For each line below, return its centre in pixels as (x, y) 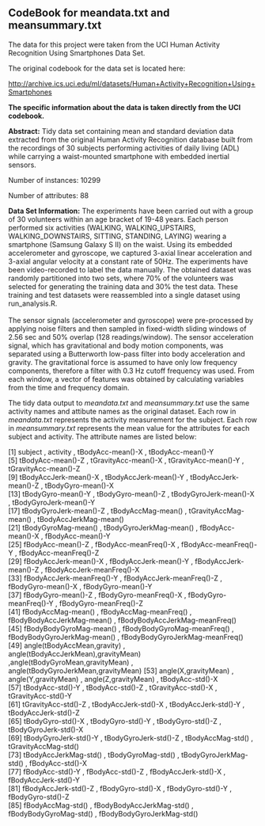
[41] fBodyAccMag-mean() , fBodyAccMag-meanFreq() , (100, 611)
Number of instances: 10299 (55, 180)
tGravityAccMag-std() (44, 746)
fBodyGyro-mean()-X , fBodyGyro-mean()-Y (80, 586)
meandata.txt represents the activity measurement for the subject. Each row (133, 420)
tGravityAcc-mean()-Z (44, 468)
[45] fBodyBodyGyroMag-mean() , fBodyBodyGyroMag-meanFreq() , (121, 628)
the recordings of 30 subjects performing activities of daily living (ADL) (124, 148)
